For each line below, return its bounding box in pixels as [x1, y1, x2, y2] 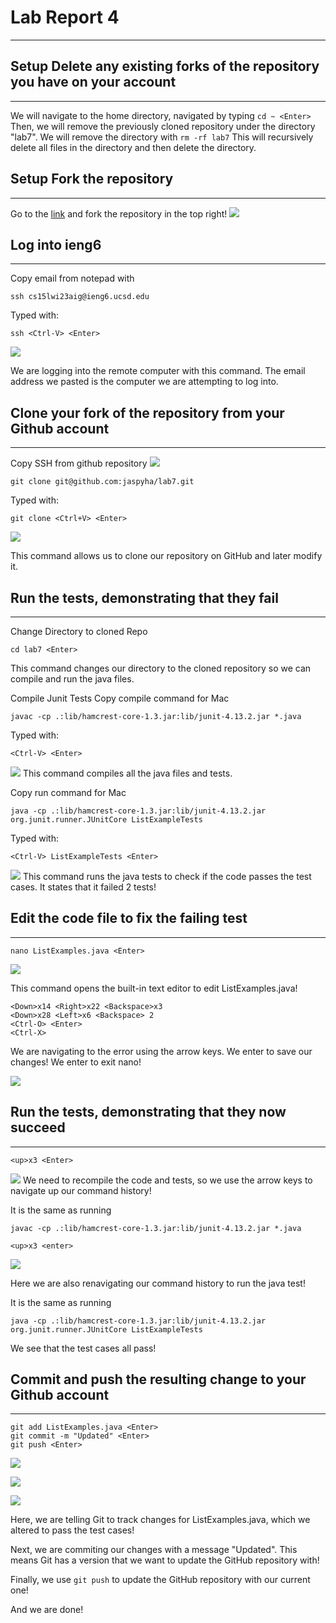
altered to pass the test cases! [10, 1524, 135, 1536]
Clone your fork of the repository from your [10, 404, 285, 421]
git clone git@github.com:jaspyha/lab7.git [10, 477, 195, 487]
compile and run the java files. [10, 673, 135, 685]
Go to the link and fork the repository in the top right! [10, 207, 228, 220]
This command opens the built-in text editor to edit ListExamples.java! [10, 982, 298, 994]
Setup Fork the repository [10, 171, 174, 188]
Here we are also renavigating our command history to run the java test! [10, 1277, 306, 1289]
